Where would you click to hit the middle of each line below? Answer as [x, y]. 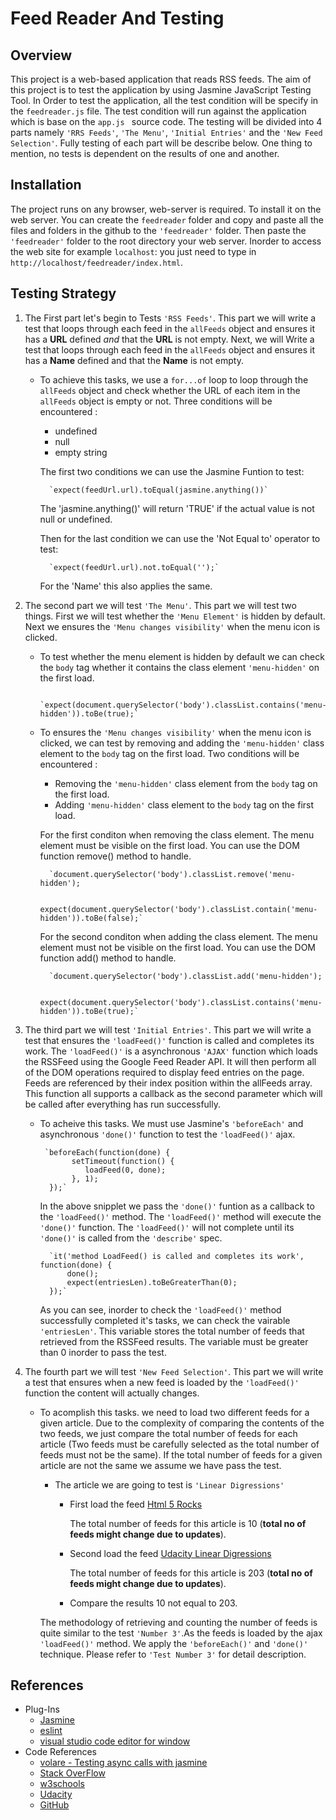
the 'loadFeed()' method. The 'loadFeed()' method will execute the [180, 1216]
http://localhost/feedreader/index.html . [97, 262]
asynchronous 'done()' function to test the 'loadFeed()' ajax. [167, 1134]
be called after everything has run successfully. [122, 1104]
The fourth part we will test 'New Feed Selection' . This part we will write [174, 1371]
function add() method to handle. [108, 958]
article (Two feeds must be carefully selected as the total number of [179, 1444]
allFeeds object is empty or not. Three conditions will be [156, 401]
